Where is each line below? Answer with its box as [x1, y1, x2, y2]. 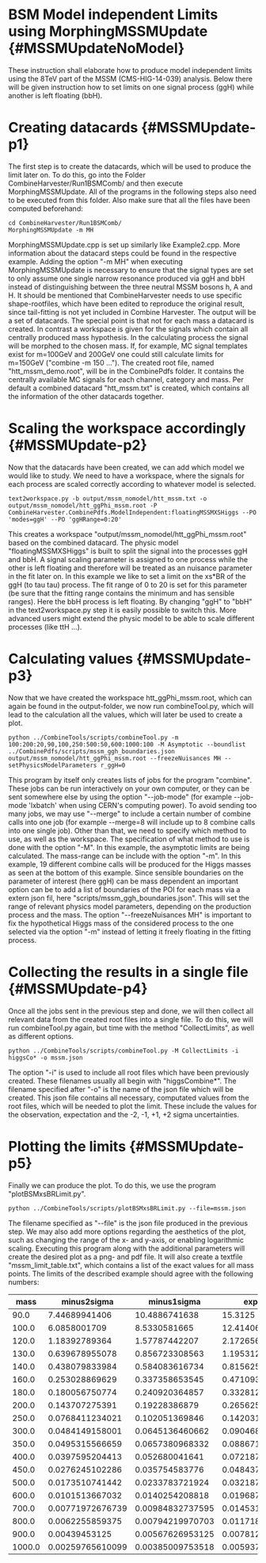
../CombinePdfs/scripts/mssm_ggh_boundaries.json [8, 747, 176, 755]
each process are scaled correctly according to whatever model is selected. [8, 479, 256, 488]
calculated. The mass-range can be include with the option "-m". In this [8, 851, 241, 860]
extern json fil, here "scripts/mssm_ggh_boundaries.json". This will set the [8, 893, 249, 902]
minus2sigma [61, 1296, 114, 1307]
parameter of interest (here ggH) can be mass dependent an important [8, 876, 239, 886]
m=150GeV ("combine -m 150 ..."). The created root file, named [8, 358, 215, 367]
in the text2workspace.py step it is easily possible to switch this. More [8, 605, 237, 615]
